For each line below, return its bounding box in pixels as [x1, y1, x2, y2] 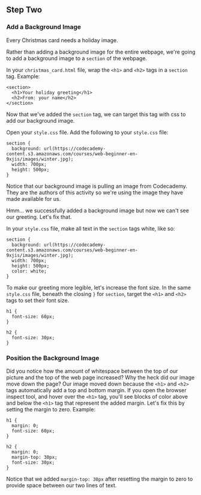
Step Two [6, 5, 43, 15]
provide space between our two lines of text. [6, 481, 117, 489]
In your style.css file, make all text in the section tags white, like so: [6, 225, 175, 232]
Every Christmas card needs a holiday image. [6, 36, 118, 44]
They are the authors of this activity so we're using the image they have [6, 189, 184, 196]
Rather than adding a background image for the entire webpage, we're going [6, 48, 196, 55]
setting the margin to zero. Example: [6, 405, 96, 413]
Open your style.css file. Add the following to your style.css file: [6, 129, 169, 136]
